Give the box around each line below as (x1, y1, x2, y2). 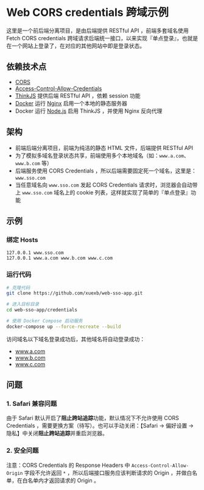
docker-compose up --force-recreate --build (6, 324, 121, 330)
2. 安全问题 (6, 446, 39, 455)
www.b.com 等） (15, 159, 53, 166)
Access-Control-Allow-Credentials (15, 85, 102, 92)
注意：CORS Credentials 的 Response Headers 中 (6, 461, 130, 469)
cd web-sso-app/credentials (6, 307, 78, 313)
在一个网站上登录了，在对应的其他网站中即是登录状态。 (6, 42, 145, 49)
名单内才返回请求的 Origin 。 (27, 477, 99, 484)
